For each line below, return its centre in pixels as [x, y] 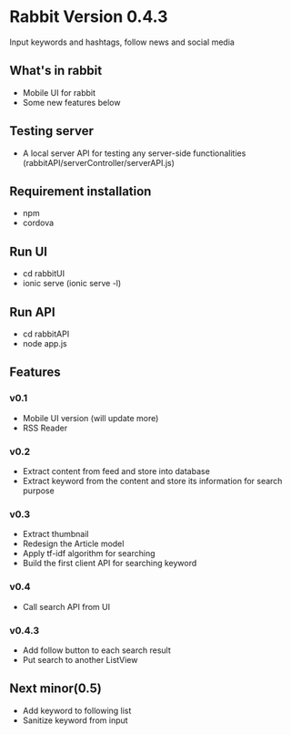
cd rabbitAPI [46, 334]
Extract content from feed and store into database [116, 471]
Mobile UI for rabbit [59, 92]
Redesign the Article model [73, 543]
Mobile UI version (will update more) [90, 418]
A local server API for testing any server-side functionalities [134, 153]
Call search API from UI [66, 606]
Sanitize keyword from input [75, 720]
